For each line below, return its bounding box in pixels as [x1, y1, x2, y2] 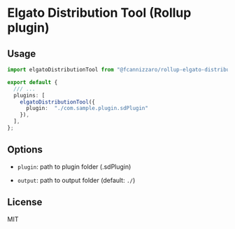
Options [7, 144, 43, 155]
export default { [7, 78, 58, 85]
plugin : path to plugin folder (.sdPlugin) [17, 162, 131, 171]
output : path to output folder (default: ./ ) [17, 176, 136, 184]
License [7, 196, 43, 208]
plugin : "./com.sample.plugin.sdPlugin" [25, 105, 149, 112]
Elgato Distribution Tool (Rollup [7, 5, 192, 21]
